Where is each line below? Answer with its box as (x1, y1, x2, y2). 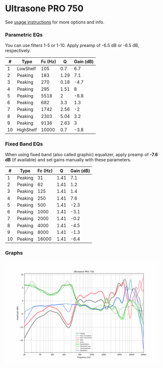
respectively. (5, 47, 31, 54)
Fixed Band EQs (5, 140, 43, 147)
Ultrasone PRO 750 (5, 3, 84, 14)
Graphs (5, 250, 23, 256)
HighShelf (17, 127, 37, 133)
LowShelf (17, 66, 36, 71)
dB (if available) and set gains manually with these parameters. (5, 157, 132, 163)
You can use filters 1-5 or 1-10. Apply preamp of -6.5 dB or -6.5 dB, (5, 43, 140, 48)
